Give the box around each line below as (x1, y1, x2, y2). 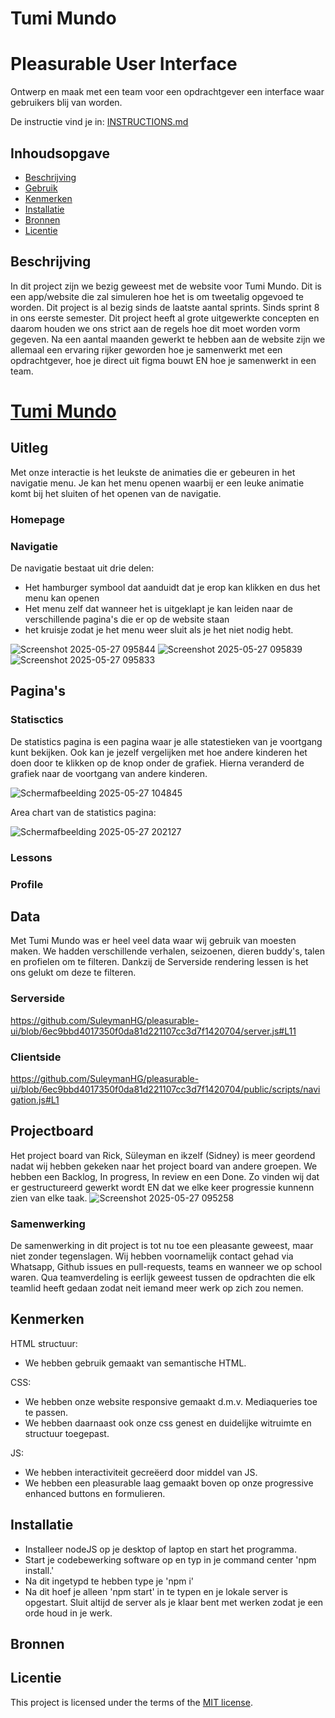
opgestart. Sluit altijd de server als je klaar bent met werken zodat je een (24, 1596, 324, 1608)
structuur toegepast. (24, 1427, 110, 1439)
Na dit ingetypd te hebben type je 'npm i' (24, 1575, 195, 1587)
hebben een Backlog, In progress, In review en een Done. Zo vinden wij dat (10, 1170, 320, 1182)
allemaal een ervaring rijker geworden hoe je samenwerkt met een (10, 343, 283, 356)
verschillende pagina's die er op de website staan (24, 613, 230, 625)
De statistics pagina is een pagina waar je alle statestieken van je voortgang (10, 735, 323, 747)
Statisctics (10, 713, 64, 727)
